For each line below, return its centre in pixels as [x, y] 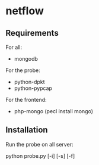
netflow [25, 11]
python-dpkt [29, 82]
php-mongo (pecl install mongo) [53, 111]
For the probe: [23, 70]
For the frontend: [26, 100]
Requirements [32, 33]
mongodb [26, 59]
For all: [14, 47]
